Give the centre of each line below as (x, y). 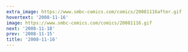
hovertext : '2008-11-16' (37, 17)
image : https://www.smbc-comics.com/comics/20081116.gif (79, 23)
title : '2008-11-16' (32, 39)
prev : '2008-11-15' (31, 34)
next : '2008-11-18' (31, 28)
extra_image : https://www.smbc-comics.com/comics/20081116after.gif (94, 12)
